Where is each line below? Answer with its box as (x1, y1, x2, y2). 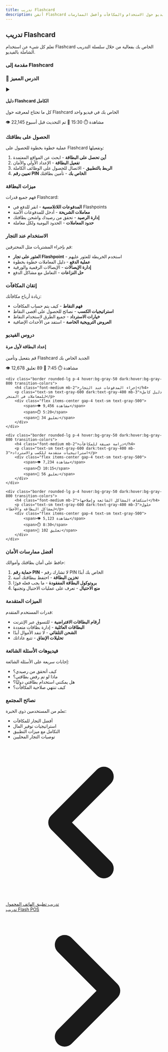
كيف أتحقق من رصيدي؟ (12, 668, 57, 674)
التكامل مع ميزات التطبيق (12, 729, 60, 735)
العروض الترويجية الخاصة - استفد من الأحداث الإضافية (12, 319, 112, 325)
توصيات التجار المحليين (12, 734, 55, 740)
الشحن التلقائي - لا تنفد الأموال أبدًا (12, 629, 77, 636)
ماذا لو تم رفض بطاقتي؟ (12, 674, 58, 680)
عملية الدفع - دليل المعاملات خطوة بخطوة (12, 259, 91, 265)
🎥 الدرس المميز (5, 75, 39, 82)
